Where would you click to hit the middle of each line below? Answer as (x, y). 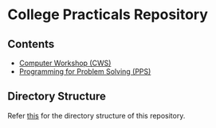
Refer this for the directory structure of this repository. (96, 115)
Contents (31, 44)
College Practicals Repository (108, 15)
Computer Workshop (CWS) (65, 63)
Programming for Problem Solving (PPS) (85, 72)
